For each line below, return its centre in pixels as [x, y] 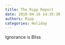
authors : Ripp [20, 19]
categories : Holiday [26, 23]
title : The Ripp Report [30, 10]
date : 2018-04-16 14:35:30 [33, 14]
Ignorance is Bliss [23, 37]
